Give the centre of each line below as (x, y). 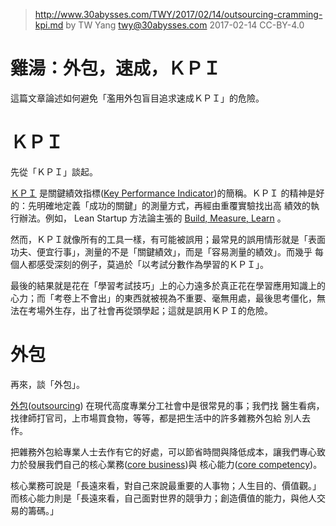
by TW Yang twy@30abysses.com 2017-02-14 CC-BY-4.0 (185, 25)
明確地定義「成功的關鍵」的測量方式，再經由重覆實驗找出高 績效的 (173, 205)
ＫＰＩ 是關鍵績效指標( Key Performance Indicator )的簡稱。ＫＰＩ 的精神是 (163, 193)
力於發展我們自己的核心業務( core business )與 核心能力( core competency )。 (166, 464)
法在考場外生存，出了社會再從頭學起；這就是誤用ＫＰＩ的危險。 (141, 310)
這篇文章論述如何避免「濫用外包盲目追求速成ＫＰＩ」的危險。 (137, 98)
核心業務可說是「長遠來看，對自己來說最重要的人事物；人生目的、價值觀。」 (166, 485)
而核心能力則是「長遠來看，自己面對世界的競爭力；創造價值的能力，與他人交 (168, 498)
